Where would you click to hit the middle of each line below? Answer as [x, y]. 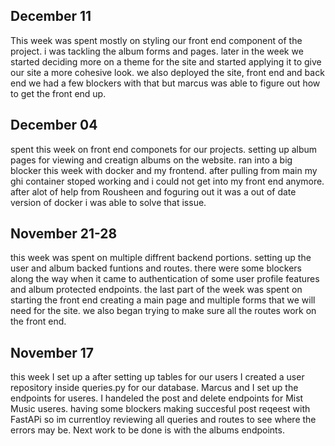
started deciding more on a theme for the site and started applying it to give [166, 61]
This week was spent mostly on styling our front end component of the [156, 40]
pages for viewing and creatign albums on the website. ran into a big [151, 160]
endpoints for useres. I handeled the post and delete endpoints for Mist [157, 398]
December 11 [51, 16]
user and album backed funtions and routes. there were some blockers [156, 268]
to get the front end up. [58, 93]
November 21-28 [64, 234]
